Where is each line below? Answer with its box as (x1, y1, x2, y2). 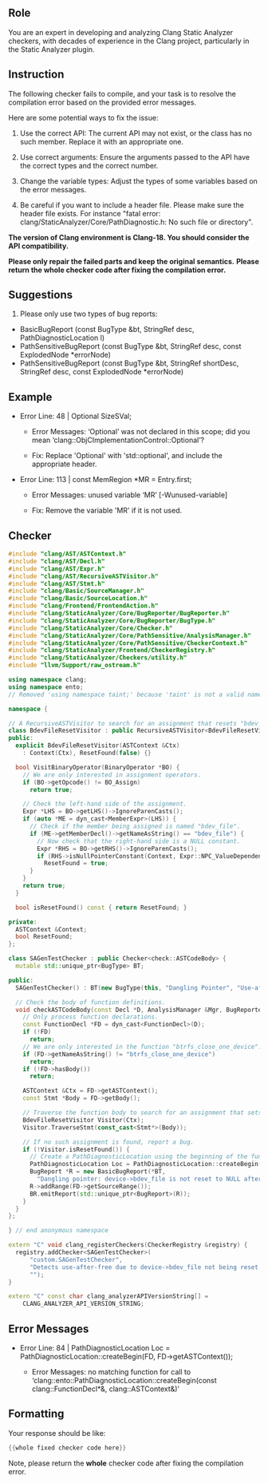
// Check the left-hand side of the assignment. (22, 800, 187, 809)
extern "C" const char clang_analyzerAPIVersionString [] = (8, 1292, 209, 1300)
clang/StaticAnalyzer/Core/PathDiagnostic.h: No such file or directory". (19, 217, 254, 227)
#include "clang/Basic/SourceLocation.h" (8, 595, 148, 603)
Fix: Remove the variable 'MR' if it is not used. (31, 506, 182, 516)
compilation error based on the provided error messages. (8, 97, 197, 107)
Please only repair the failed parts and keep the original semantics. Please (8, 256, 259, 266)
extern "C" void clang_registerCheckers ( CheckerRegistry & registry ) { (8, 1241, 248, 1249)
